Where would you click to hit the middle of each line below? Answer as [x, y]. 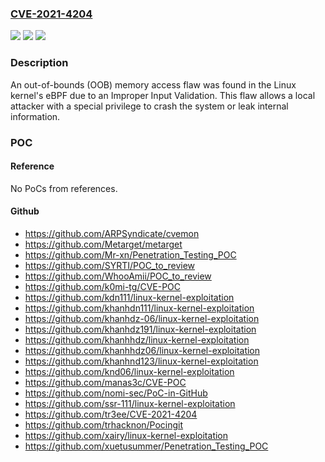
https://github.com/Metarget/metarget [103, 244]
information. [35, 116]
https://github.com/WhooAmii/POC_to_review [118, 276]
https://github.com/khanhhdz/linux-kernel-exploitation [137, 339]
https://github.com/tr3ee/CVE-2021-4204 [111, 414]
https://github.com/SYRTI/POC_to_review [110, 265]
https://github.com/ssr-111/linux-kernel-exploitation [130, 403]
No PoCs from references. [64, 188]
